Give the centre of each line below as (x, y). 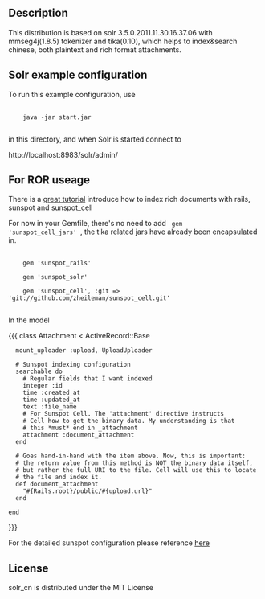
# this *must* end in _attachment (80, 428)
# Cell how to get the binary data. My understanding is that (129, 421)
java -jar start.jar (57, 117)
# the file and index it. (59, 478)
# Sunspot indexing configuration (73, 365)
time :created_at (52, 393)
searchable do (39, 372)
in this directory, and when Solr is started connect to (95, 139)
